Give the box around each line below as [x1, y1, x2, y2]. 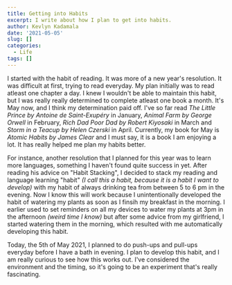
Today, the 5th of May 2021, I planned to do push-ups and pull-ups [7, 240, 198, 249]
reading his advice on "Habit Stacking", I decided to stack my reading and [7, 168, 218, 176]
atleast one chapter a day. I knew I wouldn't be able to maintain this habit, [7, 89, 217, 97]
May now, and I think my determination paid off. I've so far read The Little [7, 103, 216, 111]
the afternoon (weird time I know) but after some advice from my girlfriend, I [7, 212, 224, 221]
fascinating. [7, 270, 41, 278]
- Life [13, 49, 33, 56]
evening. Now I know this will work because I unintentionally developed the [7, 190, 222, 199]
